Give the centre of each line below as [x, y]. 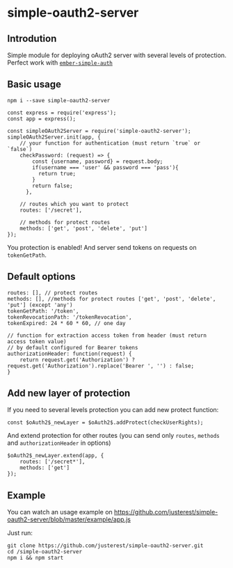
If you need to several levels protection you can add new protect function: [113, 410]
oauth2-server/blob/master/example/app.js [69, 519]
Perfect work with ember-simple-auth [60, 63]
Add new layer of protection [69, 394]
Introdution [32, 39]
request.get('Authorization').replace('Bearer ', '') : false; [101, 366]
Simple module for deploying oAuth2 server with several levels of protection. [117, 55]
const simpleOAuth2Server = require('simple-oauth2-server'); [99, 131]
